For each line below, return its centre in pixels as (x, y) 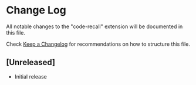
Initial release (31, 76)
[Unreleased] (31, 62)
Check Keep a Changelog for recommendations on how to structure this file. (98, 44)
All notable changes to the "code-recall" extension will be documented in (94, 26)
